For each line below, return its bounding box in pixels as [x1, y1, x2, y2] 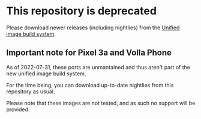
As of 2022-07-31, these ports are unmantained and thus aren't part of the [6, 63, 191, 71]
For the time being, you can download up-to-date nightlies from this [6, 81, 174, 89]
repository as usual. [6, 88, 55, 95]
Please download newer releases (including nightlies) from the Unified [6, 24, 180, 31]
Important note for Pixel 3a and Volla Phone [6, 48, 172, 58]
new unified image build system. [6, 70, 86, 77]
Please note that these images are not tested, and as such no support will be [6, 99, 196, 106]
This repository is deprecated [6, 4, 157, 18]
